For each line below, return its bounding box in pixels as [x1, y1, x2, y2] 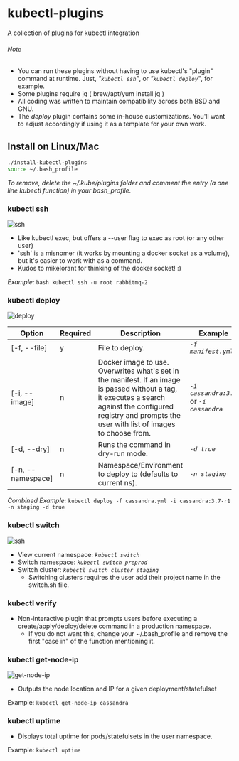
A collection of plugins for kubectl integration [7, 28, 140, 37]
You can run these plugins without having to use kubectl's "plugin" [17, 67, 213, 75]
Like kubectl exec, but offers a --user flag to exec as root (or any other [17, 234, 225, 242]
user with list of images [97, 419, 176, 429]
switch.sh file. [28, 581, 70, 589]
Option [20, 328, 44, 338]
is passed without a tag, [97, 384, 178, 394]
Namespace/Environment [97, 460, 184, 470]
